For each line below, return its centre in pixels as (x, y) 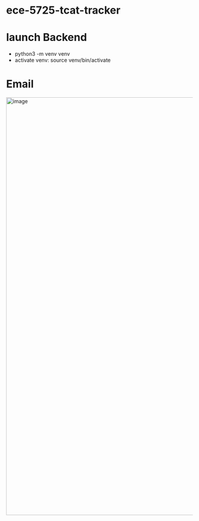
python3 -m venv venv (42, 54)
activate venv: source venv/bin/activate (63, 60)
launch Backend (46, 38)
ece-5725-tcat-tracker (63, 10)
